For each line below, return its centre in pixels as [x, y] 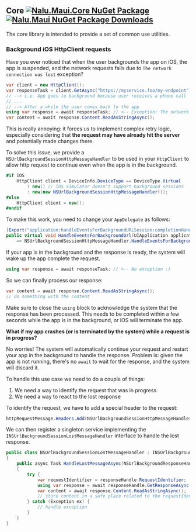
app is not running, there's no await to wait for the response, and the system [98, 361]
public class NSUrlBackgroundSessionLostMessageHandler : [78, 453]
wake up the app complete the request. [53, 258]
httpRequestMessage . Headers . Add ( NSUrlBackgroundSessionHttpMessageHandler [99, 419]
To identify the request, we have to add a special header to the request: [92, 407]
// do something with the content [48, 296]
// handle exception [62, 507]
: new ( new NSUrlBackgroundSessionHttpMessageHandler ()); [97, 192]
